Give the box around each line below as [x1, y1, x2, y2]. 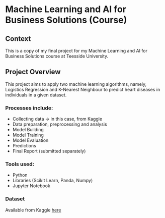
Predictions [12, 143, 36, 149]
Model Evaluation [12, 137, 49, 143]
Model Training [12, 132, 44, 138]
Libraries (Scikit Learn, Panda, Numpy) [12, 178, 93, 184]
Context [5, 34, 31, 43]
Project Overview [5, 68, 61, 76]
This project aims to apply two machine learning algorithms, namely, [5, 81, 147, 87]
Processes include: [5, 104, 53, 112]
